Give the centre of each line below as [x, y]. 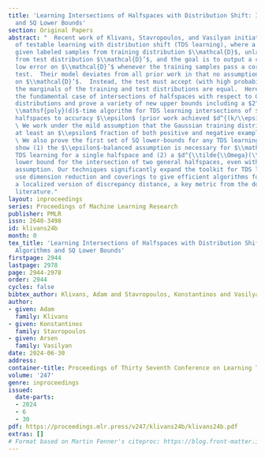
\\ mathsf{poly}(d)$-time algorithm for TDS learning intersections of [134, 111]
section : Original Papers [50, 30]
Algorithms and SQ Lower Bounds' [70, 250]
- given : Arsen [33, 339]
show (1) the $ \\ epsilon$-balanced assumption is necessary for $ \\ [130, 148]
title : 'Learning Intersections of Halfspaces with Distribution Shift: [130, 15]
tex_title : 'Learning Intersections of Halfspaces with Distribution [125, 243]
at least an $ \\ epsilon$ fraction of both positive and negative [125, 133]
